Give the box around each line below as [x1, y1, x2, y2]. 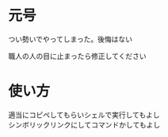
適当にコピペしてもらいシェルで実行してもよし [8, 110, 160, 119]
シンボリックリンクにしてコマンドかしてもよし [8, 119, 161, 129]
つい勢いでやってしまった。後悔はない [8, 34, 133, 44]
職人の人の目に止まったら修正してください [8, 51, 147, 61]
